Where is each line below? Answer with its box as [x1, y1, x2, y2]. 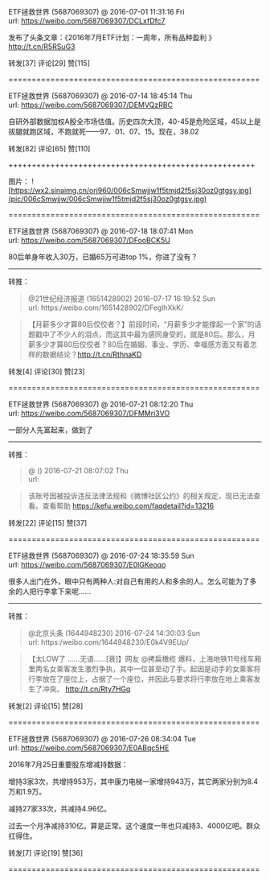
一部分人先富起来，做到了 [8, 425, 93, 435]
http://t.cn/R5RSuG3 [8, 42, 76, 51]
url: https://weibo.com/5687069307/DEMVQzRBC [8, 100, 174, 109]
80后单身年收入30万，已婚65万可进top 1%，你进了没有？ [8, 252, 198, 262]
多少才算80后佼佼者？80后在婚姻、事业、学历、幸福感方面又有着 [35, 340, 251, 349]
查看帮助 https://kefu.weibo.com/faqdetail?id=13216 [42, 501, 215, 510]
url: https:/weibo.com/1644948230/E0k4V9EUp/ [27, 638, 189, 646]
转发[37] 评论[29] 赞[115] [8, 59, 90, 68]
